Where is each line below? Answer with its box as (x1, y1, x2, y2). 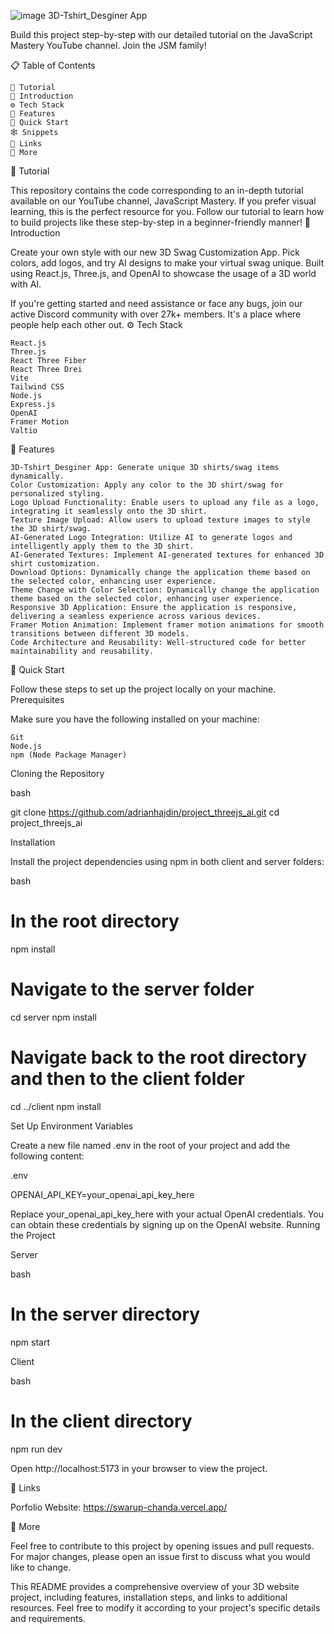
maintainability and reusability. (10, 646, 155, 656)
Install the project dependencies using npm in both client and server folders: (10, 856, 325, 867)
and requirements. (10, 1612, 86, 1624)
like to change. (10, 1561, 72, 1573)
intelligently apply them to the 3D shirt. (10, 541, 195, 551)
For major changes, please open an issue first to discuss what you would (10, 1550, 311, 1562)
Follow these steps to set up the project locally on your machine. (10, 683, 277, 695)
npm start (10, 1336, 51, 1348)
